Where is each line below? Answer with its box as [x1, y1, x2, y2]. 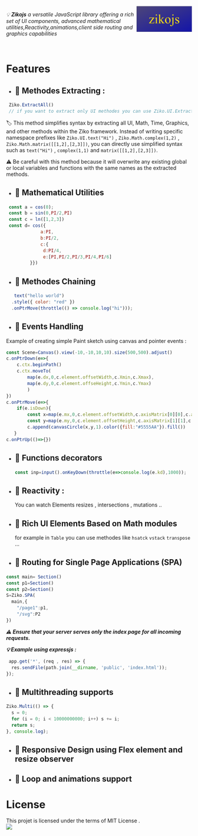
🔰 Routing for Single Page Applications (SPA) [14, 557, 183, 567]
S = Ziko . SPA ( [6, 593, 35, 599]
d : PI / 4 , [43, 247, 62, 253]
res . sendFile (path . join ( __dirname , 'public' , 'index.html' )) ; [11, 664, 167, 671]
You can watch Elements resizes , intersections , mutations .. [14, 501, 162, 508]
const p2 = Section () [6, 586, 54, 592]
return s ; [11, 722, 35, 728]
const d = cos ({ [8, 223, 46, 229]
